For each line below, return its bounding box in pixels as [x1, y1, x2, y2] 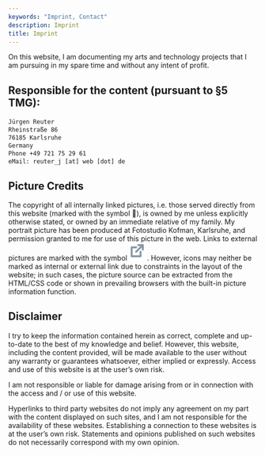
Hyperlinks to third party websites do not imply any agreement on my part [8, 403, 249, 413]
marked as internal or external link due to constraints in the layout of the [8, 262, 243, 271]
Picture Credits [8, 179, 85, 193]
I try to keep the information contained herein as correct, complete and [8, 331, 240, 340]
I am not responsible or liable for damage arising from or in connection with [8, 380, 254, 389]
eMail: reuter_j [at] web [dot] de [8, 158, 126, 166]
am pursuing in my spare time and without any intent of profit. [8, 60, 210, 71]
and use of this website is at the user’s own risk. [8, 365, 165, 374]
